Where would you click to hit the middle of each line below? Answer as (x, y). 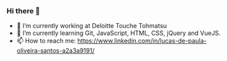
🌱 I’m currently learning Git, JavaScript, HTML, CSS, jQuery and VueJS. (119, 33)
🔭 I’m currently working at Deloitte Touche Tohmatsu (92, 26)
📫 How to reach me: (46, 41)
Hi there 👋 (24, 11)
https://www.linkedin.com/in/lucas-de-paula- (142, 41)
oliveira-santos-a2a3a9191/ (56, 51)
